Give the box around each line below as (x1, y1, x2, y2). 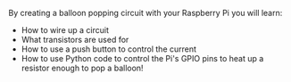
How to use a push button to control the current (21, 44, 197, 54)
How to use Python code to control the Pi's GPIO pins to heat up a (21, 53, 264, 63)
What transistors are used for (21, 35, 129, 45)
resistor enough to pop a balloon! (21, 62, 144, 73)
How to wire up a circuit (21, 25, 109, 35)
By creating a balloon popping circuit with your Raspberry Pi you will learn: (8, 8, 283, 18)
